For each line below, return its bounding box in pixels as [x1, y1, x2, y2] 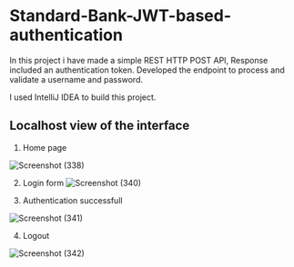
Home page [22, 142, 67, 153]
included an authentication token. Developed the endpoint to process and [9, 64, 285, 75]
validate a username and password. [9, 74, 144, 84]
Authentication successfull [22, 194, 123, 205]
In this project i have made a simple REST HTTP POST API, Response [9, 54, 269, 65]
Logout [22, 230, 50, 241]
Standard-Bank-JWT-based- [9, 5, 232, 26]
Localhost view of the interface [9, 118, 190, 133]
